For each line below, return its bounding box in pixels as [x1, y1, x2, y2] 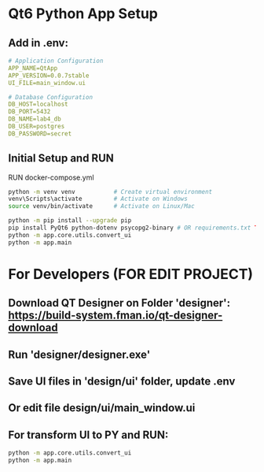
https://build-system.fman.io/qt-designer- [8, 309, 223, 322]
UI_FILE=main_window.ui [8, 79, 86, 87]
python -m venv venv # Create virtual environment [8, 188, 213, 195]
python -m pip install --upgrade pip [8, 217, 132, 225]
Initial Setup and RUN [8, 151, 114, 165]
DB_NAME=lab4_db [8, 115, 61, 123]
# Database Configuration [8, 93, 93, 101]
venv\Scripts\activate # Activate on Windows [8, 195, 189, 203]
